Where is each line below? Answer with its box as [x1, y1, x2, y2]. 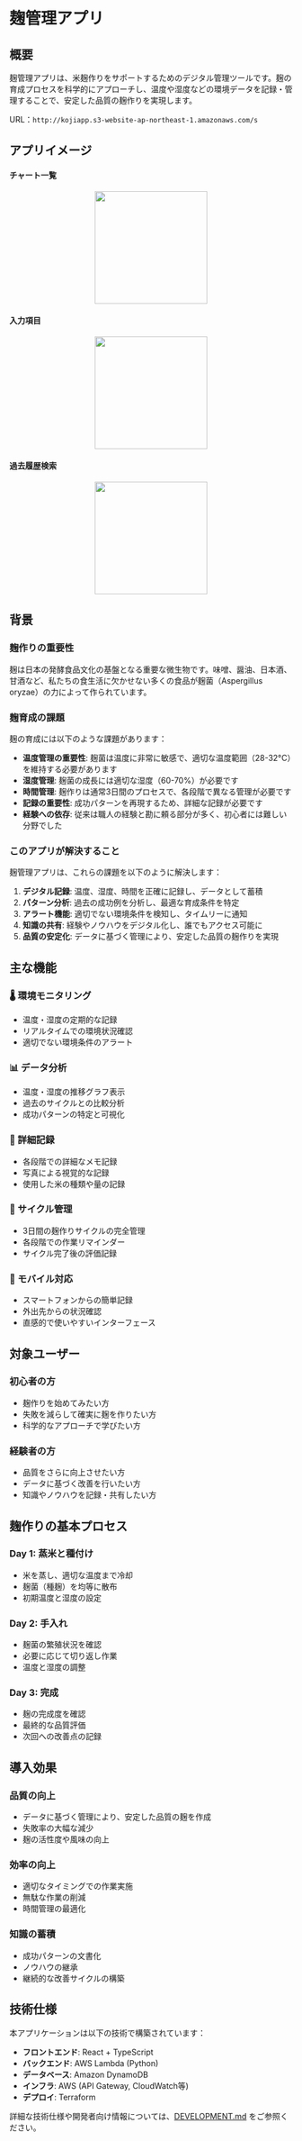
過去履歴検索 [9, 460, 57, 471]
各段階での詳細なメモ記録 [22, 1156, 118, 1166]
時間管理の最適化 [22, 1903, 86, 1914]
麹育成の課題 [9, 711, 66, 723]
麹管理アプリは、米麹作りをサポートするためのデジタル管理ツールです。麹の [9, 73, 292, 83]
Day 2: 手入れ [9, 1617, 68, 1629]
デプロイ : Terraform [22, 2091, 96, 2102]
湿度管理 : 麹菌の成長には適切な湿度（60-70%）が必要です [22, 775, 239, 785]
